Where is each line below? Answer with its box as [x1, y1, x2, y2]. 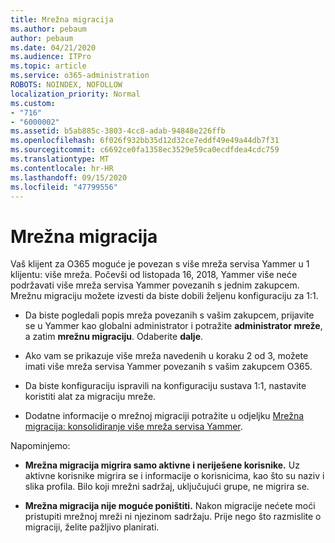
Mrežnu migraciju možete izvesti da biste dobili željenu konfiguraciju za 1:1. [10, 290, 319, 302]
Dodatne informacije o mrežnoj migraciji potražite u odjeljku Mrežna [24, 410, 305, 422]
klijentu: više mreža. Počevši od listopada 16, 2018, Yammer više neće [10, 269, 298, 281]
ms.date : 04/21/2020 [10, 42, 97, 53]
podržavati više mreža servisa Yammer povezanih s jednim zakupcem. [10, 279, 300, 291]
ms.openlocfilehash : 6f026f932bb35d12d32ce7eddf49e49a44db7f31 [10, 136, 280, 146]
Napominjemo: [10, 440, 71, 452]
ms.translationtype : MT [10, 154, 110, 164]
